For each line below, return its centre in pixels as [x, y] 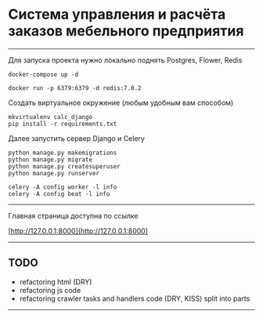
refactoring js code [50, 290]
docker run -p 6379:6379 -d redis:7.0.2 [75, 88]
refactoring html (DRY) [56, 282]
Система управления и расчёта [117, 14]
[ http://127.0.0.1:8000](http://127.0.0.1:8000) [78, 231]
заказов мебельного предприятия [126, 31]
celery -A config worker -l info [63, 187]
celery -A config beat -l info [59, 193]
